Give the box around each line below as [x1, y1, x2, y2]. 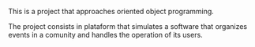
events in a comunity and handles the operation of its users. [8, 31, 203, 39]
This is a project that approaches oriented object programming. [8, 7, 215, 16]
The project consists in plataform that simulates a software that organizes [8, 22, 248, 31]
